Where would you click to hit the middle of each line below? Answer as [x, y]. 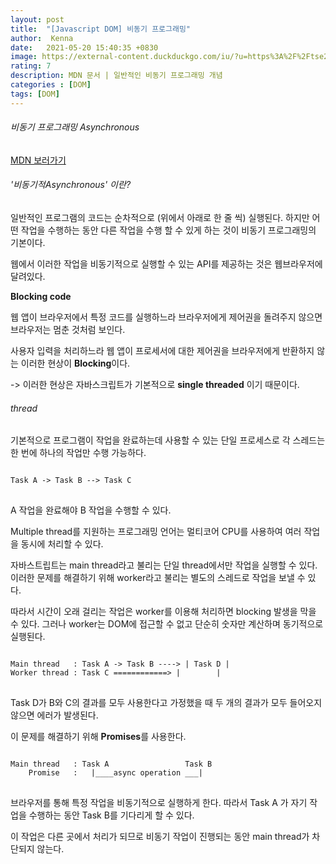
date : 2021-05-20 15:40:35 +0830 [84, 47]
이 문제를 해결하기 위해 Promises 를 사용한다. [98, 737]
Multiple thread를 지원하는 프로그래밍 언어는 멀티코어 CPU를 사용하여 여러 [156, 532]
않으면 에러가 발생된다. [54, 715]
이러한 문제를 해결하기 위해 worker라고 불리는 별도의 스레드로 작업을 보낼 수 [158, 578]
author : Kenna [42, 38]
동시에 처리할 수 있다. [62, 544]
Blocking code [41, 297]
